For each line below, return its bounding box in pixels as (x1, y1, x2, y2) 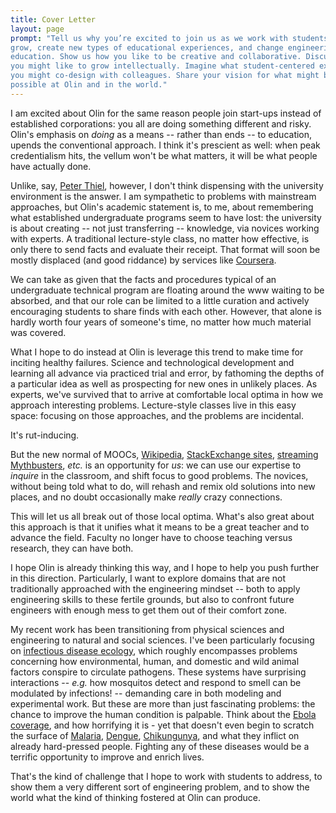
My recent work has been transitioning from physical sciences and (10, 623, 285, 635)
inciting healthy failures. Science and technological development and (10, 356, 295, 368)
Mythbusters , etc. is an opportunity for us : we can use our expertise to (10, 459, 302, 471)
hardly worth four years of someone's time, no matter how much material (10, 316, 312, 328)
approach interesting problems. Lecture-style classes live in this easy (10, 399, 297, 411)
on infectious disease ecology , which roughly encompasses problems (10, 644, 298, 656)
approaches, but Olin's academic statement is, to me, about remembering (10, 201, 314, 213)
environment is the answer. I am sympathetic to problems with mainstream (10, 190, 317, 202)
